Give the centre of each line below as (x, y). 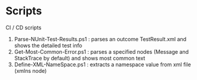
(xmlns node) (30, 70)
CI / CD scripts (24, 27)
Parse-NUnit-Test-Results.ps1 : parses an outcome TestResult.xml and (100, 39)
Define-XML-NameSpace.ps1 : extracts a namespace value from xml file (102, 64)
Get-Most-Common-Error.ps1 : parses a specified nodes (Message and (101, 51)
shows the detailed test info (48, 45)
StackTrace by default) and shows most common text (79, 58)
